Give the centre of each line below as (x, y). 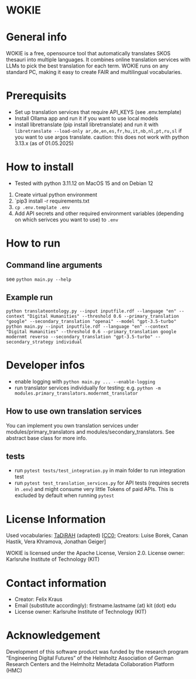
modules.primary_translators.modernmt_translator (76, 393)
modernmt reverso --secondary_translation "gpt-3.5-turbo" (80, 337)
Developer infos (45, 365)
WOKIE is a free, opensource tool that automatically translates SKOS (88, 53)
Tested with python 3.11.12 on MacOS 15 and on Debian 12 (84, 183)
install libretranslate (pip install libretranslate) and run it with (87, 125)
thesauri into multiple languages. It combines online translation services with (98, 60)
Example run (30, 298)
